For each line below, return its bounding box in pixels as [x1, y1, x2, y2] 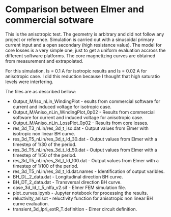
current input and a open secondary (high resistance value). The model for [5, 42, 162, 48]
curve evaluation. [12, 200, 49, 206]
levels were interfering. [5, 79, 53, 85]
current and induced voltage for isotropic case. [12, 103, 112, 110]
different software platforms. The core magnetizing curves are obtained [5, 52, 156, 59]
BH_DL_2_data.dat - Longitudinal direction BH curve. [12, 173, 123, 179]
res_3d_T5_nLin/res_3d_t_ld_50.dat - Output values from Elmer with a [12, 147, 157, 153]
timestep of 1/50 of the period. [12, 152, 77, 158]
